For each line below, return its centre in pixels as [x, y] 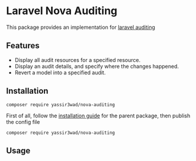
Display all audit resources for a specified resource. [78, 60]
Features [23, 46]
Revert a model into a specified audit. [60, 73]
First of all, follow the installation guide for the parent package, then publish [98, 116]
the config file [23, 121]
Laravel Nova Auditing [62, 11]
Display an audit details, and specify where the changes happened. [97, 66]
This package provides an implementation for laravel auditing [81, 27]
